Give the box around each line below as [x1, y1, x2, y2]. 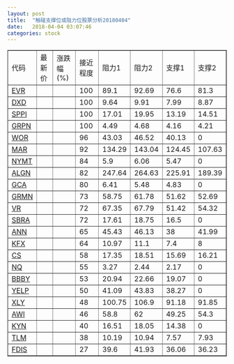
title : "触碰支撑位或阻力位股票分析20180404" [7, 17, 131, 24]
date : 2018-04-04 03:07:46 [7, 23, 92, 30]
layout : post [7, 10, 45, 17]
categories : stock [7, 29, 61, 37]
